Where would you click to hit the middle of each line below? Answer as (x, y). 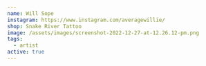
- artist (26, 45)
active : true (26, 52)
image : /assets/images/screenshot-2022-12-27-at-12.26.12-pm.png (103, 33)
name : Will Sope (30, 13)
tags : (15, 39)
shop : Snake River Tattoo (44, 26)
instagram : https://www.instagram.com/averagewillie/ (86, 20)
